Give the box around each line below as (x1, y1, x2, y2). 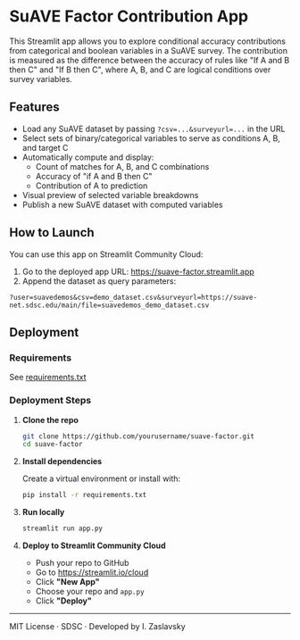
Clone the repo (21, 414, 79, 425)
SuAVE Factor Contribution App (9, 6, 248, 27)
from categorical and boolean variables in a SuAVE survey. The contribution (9, 45, 288, 55)
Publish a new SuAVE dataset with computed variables (21, 199, 223, 210)
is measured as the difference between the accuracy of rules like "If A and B (9, 54, 290, 65)
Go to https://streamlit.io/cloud (35, 567, 149, 578)
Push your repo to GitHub (35, 558, 129, 569)
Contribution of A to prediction (35, 180, 148, 191)
